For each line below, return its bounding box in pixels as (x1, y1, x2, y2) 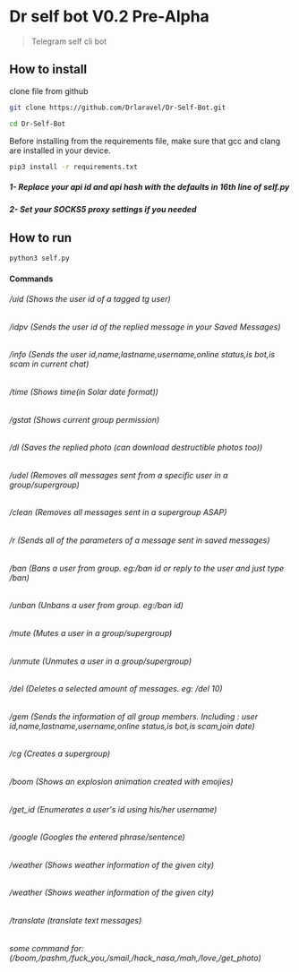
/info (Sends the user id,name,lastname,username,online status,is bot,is (9, 349, 276, 360)
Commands (9, 273, 54, 284)
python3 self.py (9, 254, 70, 263)
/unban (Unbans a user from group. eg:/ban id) (9, 600, 184, 611)
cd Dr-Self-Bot (9, 119, 66, 128)
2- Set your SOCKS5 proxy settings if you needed (9, 204, 197, 215)
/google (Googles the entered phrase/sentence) (9, 831, 185, 843)
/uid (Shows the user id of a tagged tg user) (9, 294, 172, 305)
